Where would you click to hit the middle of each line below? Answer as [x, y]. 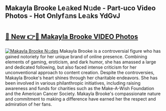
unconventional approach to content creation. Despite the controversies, [80, 72]
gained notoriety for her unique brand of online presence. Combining [76, 56]
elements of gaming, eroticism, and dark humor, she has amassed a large [81, 62]
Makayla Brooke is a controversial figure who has [110, 51]
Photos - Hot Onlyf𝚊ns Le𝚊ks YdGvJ [63, 16]
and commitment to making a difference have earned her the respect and [80, 99]
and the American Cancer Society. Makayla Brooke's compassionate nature [83, 94]
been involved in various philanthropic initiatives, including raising [73, 83]
